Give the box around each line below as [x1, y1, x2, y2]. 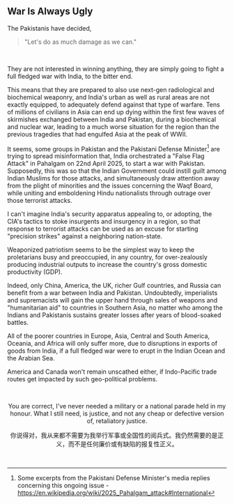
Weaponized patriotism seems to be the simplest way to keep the [7, 245, 195, 254]
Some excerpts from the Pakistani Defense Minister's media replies [17, 474, 210, 482]
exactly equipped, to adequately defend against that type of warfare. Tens [7, 100, 221, 109]
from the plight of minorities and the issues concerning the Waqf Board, [7, 181, 213, 190]
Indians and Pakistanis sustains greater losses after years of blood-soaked [7, 311, 221, 319]
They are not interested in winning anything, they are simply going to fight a [7, 64, 224, 72]
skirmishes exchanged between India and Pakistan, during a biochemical [7, 115, 217, 123]
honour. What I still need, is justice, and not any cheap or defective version [10, 409, 224, 418]
